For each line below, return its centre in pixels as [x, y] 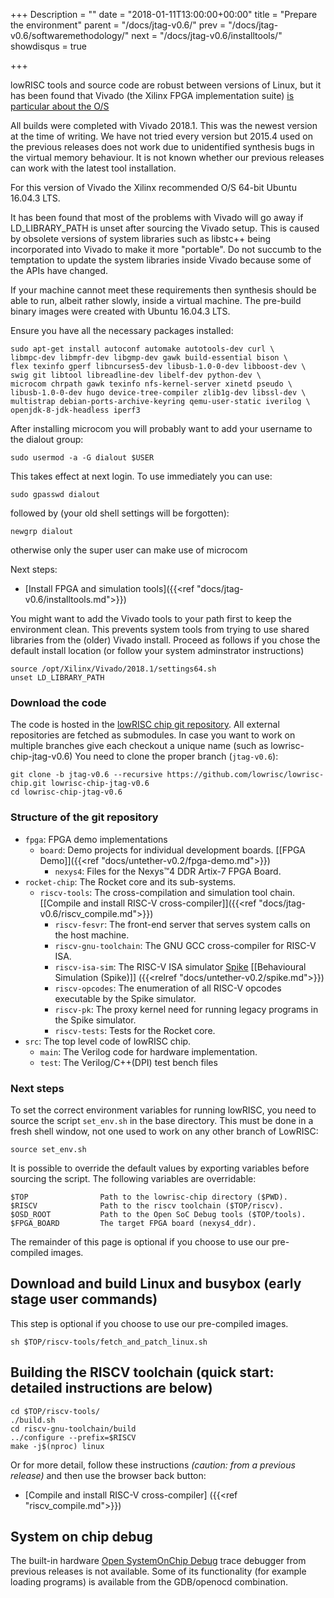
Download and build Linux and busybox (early [156, 1284]
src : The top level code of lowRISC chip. [108, 1041]
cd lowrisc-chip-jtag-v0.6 [66, 792]
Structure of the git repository [84, 817]
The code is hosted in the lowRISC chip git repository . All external [145, 725]
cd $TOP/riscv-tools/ [55, 1411]
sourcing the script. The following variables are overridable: [133, 1178]
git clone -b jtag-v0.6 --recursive [86, 775]
